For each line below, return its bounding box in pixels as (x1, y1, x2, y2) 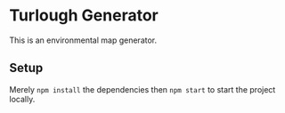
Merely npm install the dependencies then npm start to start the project (9, 84, 276, 94)
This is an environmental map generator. (9, 35, 158, 45)
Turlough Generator (9, 5, 159, 26)
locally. (9, 93, 36, 104)
